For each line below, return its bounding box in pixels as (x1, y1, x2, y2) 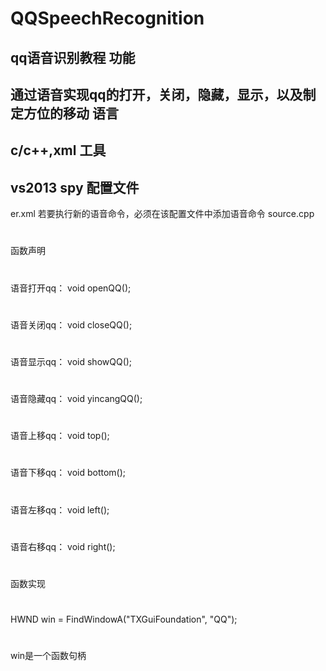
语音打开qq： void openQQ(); (10, 282, 132, 294)
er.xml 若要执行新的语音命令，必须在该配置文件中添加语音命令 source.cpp (10, 208, 315, 220)
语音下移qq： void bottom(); (10, 467, 127, 479)
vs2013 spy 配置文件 (10, 179, 140, 196)
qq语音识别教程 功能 (10, 49, 136, 66)
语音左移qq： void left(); (10, 503, 110, 516)
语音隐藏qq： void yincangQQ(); (10, 393, 143, 405)
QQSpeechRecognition (10, 7, 205, 30)
